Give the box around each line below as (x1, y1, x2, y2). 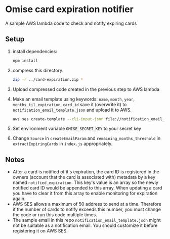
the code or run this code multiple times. (12, 212, 97, 218)
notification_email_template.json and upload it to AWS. (12, 107, 132, 113)
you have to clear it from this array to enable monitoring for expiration (12, 190, 158, 197)
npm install (12, 58, 38, 63)
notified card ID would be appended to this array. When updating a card (12, 185, 162, 191)
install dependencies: (12, 48, 57, 54)
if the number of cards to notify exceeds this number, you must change (12, 206, 161, 213)
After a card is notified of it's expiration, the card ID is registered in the (12, 169, 159, 175)
